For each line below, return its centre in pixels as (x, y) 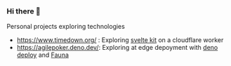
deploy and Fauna (43, 55)
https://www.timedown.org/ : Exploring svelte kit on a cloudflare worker (120, 40)
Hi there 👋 (24, 11)
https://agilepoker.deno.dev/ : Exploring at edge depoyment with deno (117, 48)
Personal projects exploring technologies (66, 27)
